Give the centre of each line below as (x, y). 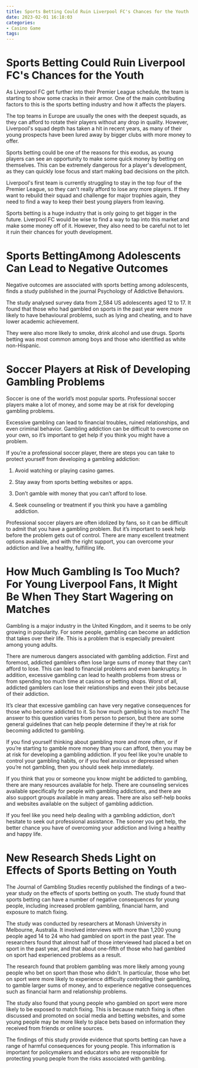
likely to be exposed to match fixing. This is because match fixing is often (95, 1009)
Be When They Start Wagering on (90, 597)
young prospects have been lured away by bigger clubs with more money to (99, 135)
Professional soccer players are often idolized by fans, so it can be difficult (97, 522)
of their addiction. (28, 693)
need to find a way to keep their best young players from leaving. (85, 202)
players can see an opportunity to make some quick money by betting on (95, 159)
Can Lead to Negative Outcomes (87, 268)
